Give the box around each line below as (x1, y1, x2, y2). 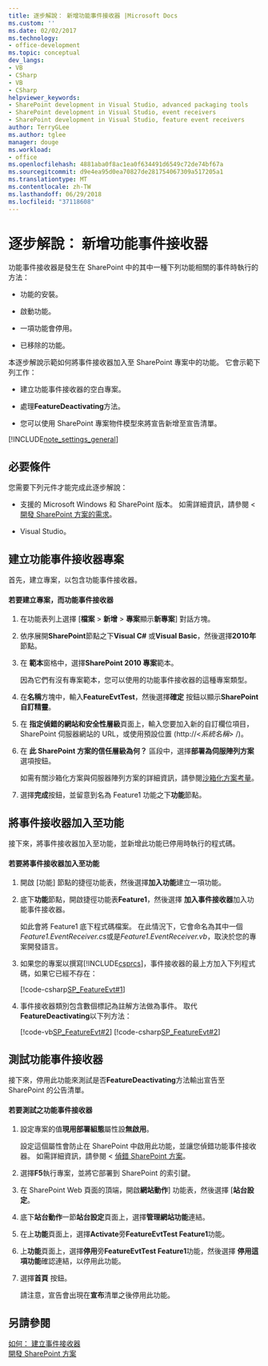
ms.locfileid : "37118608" (8, 198, 94, 206)
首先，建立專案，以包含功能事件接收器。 (8, 575, 142, 585)
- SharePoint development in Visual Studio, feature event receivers (8, 116, 246, 124)
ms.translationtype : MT (8, 175, 88, 184)
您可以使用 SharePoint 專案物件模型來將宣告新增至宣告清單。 (19, 419, 222, 428)
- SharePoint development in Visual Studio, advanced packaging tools (8, 101, 249, 109)
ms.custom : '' (8, 19, 56, 27)
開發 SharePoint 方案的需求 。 (19, 510, 117, 519)
